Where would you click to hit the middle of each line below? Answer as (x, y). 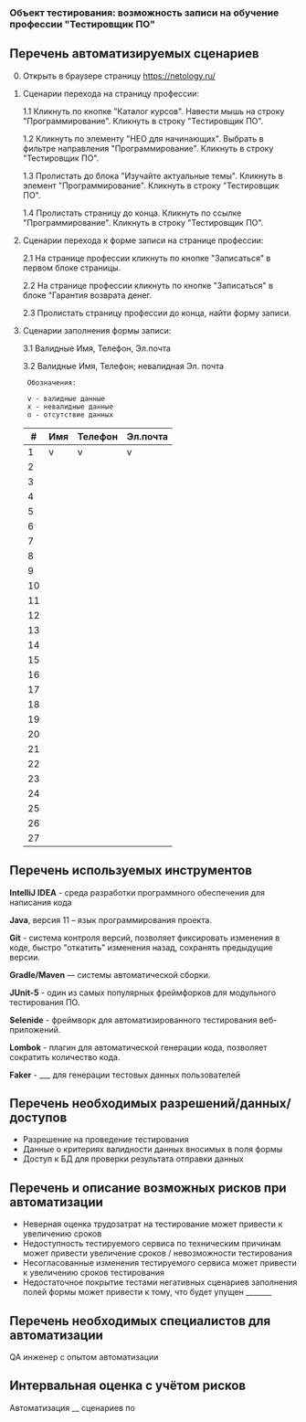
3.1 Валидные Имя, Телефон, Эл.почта (97, 348)
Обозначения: (52, 382)
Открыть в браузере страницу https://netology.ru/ (119, 76)
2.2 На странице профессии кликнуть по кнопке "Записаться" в (148, 285)
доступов (38, 1117)
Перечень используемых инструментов (131, 870)
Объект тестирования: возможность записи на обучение (144, 13)
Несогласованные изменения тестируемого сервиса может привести (159, 1263)
